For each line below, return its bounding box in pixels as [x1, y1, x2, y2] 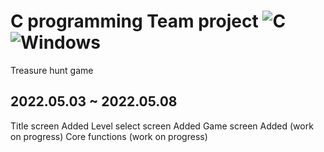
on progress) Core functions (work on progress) [10, 130, 208, 142]
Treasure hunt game [10, 64, 94, 76]
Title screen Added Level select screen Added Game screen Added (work [10, 120, 314, 132]
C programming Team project [10, 10, 259, 33]
